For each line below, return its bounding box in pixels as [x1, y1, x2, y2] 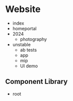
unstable [12, 41, 31, 47]
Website [5, 4, 41, 15]
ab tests [20, 47, 37, 53]
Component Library [5, 77, 68, 86]
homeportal [12, 25, 37, 31]
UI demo [20, 63, 38, 69]
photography [20, 36, 47, 42]
